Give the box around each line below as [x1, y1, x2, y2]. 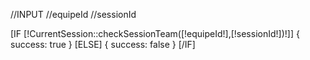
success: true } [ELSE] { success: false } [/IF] [10, 39, 196, 50]
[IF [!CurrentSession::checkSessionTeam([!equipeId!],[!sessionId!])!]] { [10, 28, 300, 39]
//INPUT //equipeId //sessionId [10, 9, 137, 20]
